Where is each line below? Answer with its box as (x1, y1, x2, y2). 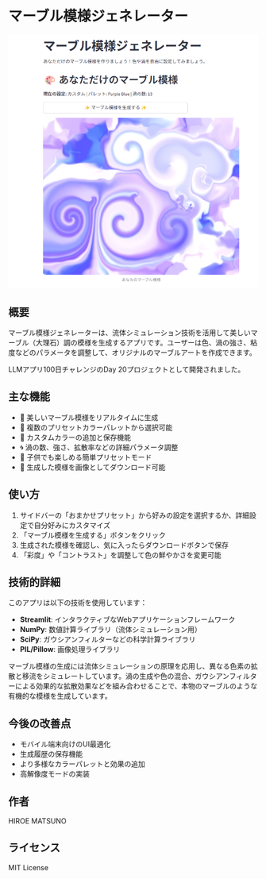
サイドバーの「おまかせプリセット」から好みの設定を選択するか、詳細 (19, 510, 250, 520)
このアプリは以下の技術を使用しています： (8, 598, 148, 607)
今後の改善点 (8, 716, 71, 731)
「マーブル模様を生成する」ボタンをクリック (19, 530, 166, 540)
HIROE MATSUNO (8, 816, 67, 826)
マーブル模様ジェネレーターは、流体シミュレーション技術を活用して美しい (8, 327, 252, 337)
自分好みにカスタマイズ (33, 520, 111, 530)
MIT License (8, 862, 49, 872)
